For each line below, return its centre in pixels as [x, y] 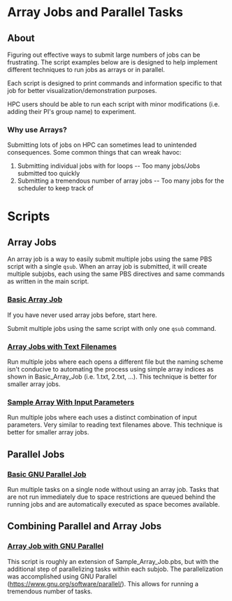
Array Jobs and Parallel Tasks [95, 12]
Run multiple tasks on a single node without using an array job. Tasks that [113, 489]
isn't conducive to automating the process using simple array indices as [111, 369]
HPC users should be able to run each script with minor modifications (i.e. [114, 104]
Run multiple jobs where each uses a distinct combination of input [102, 418]
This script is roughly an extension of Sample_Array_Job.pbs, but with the [113, 561]
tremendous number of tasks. [50, 591]
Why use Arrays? [37, 129]
